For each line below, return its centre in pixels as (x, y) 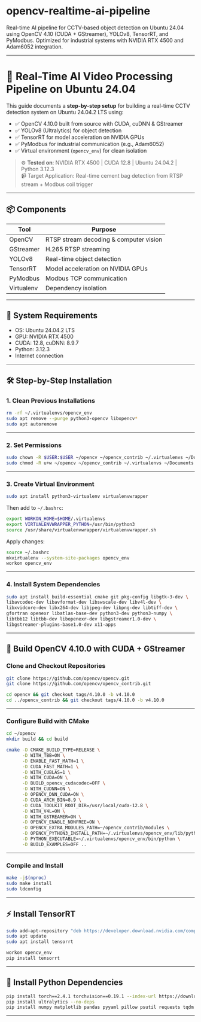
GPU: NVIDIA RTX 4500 (44, 336)
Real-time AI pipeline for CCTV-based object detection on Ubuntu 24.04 (95, 28)
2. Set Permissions (34, 445)
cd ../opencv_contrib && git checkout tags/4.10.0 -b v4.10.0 (85, 700)
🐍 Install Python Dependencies (65, 983)
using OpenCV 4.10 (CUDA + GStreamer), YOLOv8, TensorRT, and (87, 34)
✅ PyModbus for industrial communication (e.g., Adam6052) (89, 144)
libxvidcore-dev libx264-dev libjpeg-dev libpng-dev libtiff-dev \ (92, 608)
